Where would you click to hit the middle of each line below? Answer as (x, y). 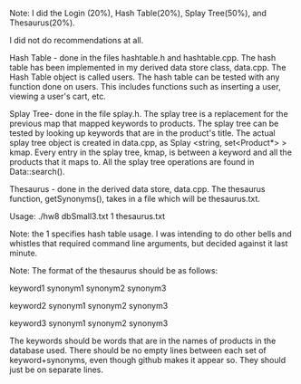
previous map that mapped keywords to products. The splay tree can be (144, 123)
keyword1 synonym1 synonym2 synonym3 (88, 288)
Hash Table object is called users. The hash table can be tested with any (145, 77)
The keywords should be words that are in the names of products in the (143, 341)
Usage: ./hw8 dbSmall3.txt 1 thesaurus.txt (87, 216)
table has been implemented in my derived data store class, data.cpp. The (148, 67)
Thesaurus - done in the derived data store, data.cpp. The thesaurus (137, 189)
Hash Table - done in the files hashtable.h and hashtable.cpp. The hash (143, 58)
